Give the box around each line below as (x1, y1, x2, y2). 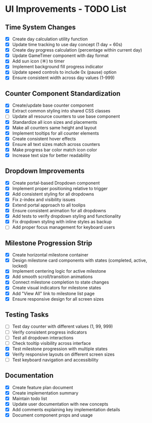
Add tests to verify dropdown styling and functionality (12, 213, 121, 219)
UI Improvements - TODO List (5, 3, 127, 15)
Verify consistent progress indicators (12, 329, 87, 335)
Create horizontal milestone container (12, 252, 89, 258)
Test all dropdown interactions (12, 335, 74, 340)
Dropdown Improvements (5, 167, 85, 175)
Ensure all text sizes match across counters (12, 141, 101, 147)
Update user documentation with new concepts (12, 401, 109, 407)
